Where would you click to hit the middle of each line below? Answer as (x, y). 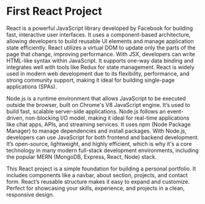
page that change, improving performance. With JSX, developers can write (101, 54)
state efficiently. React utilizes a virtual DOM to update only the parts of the (101, 48)
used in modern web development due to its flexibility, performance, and (98, 73)
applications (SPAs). (32, 86)
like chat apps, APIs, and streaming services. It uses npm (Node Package (99, 124)
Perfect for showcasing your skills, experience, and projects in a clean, (95, 188)
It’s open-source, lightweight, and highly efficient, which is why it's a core (99, 144)
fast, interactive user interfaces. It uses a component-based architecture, (99, 34)
